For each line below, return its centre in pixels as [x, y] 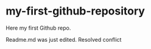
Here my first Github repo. [38, 28]
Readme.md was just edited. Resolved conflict [64, 39]
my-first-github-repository [75, 11]
